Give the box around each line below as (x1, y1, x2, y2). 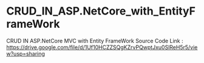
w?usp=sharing (6, 50, 46, 57)
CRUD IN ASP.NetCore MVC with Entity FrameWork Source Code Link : (6, 37, 183, 44)
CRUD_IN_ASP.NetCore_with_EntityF (6, 4, 196, 18)
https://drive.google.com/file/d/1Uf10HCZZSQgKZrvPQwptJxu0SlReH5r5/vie (6, 44, 198, 51)
